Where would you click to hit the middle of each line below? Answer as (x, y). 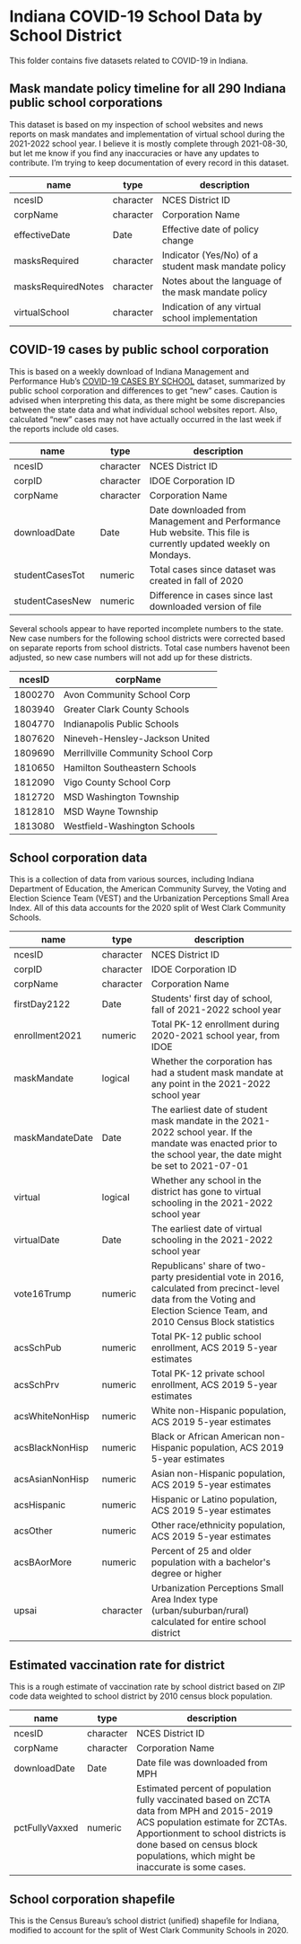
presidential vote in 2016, (230, 1277)
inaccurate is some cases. (191, 1868)
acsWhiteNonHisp (52, 1417)
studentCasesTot (49, 575)
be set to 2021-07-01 (200, 1166)
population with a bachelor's (211, 1562)
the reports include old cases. (64, 429)
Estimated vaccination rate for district (117, 1665)
